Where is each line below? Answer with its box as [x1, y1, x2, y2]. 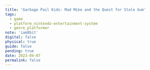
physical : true [5, 39, 36, 44]
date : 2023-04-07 [5, 53, 41, 58]
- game [9, 16, 23, 21]
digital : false [5, 35, 36, 40]
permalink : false [5, 58, 41, 63]
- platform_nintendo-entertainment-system [9, 21, 98, 26]
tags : [5, 12, 16, 17]
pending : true [5, 48, 34, 53]
